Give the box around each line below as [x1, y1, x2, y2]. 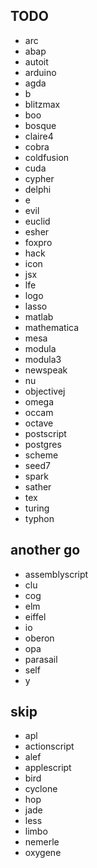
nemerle [24, 836, 60, 848]
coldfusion [24, 151, 70, 163]
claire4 [24, 130, 54, 142]
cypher [24, 172, 55, 184]
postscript [24, 427, 67, 439]
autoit [24, 55, 49, 68]
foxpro [24, 236, 53, 248]
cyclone [24, 783, 58, 795]
